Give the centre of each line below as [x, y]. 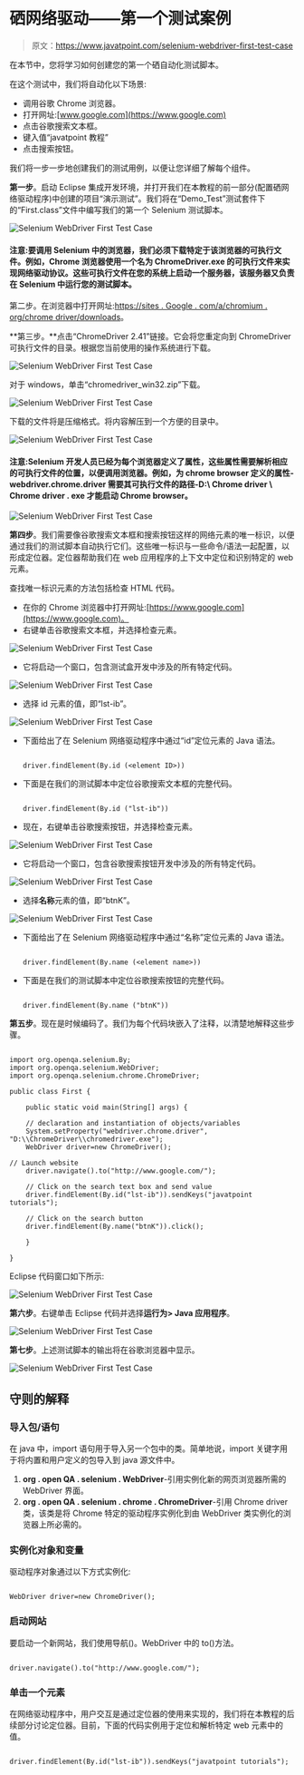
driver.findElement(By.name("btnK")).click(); [115, 1227]
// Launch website [44, 1163]
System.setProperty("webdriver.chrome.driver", [117, 1131]
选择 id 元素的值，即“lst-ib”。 [77, 704]
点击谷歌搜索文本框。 [62, 126]
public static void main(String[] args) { [107, 1107]
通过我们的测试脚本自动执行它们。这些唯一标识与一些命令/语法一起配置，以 [150, 546]
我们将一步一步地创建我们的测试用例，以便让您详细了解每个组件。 [132, 168]
